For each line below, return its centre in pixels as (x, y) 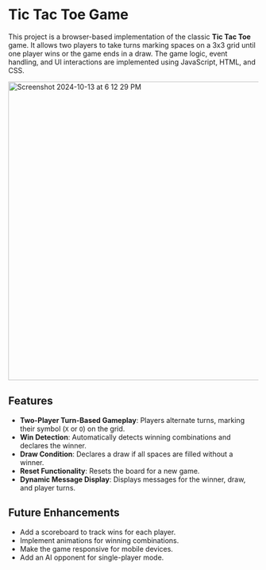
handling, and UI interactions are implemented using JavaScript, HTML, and (132, 62)
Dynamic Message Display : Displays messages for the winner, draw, (133, 479)
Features (31, 401)
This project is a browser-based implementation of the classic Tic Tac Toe (130, 37)
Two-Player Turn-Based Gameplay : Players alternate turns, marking (132, 420)
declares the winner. (53, 445)
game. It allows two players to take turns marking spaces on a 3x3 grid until (132, 45)
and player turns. (48, 487)
